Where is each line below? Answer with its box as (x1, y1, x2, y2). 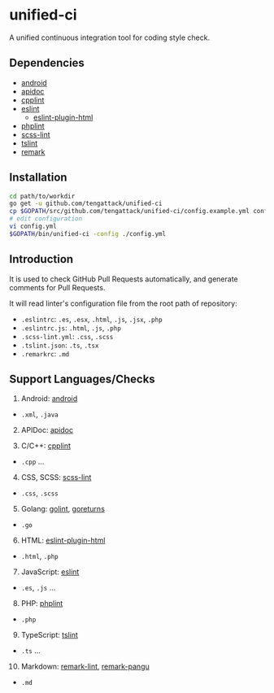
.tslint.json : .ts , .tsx (20, 340, 99, 350)
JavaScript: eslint (20, 567, 80, 577)
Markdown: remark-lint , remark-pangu (20, 661, 150, 672)
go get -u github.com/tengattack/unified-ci (9, 199, 163, 208)
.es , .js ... (20, 583, 56, 593)
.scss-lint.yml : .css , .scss (20, 331, 114, 341)
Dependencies (9, 56, 85, 70)
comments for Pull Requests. (9, 282, 106, 292)
